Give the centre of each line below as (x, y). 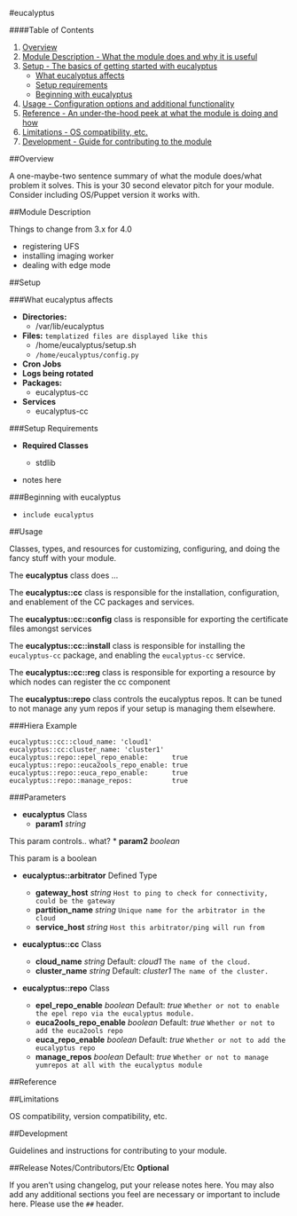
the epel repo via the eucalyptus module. (115, 1014)
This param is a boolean (53, 858)
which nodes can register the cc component (90, 682)
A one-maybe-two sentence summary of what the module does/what (136, 176)
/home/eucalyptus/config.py (87, 355)
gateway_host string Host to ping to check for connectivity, (152, 892)
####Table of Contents (52, 30)
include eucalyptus (58, 515)
